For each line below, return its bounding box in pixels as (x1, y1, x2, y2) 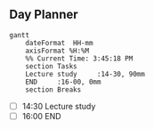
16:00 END (21, 110, 61, 121)
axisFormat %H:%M (25, 46, 90, 55)
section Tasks (25, 61, 77, 70)
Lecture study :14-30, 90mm (25, 69, 145, 78)
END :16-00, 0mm (25, 77, 101, 86)
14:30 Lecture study (21, 101, 96, 111)
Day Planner (9, 7, 78, 22)
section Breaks (25, 85, 82, 94)
